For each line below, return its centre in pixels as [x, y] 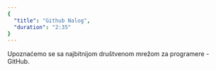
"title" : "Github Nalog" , [52, 21]
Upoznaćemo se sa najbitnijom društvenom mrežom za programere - [108, 54]
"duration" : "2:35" [43, 27]
